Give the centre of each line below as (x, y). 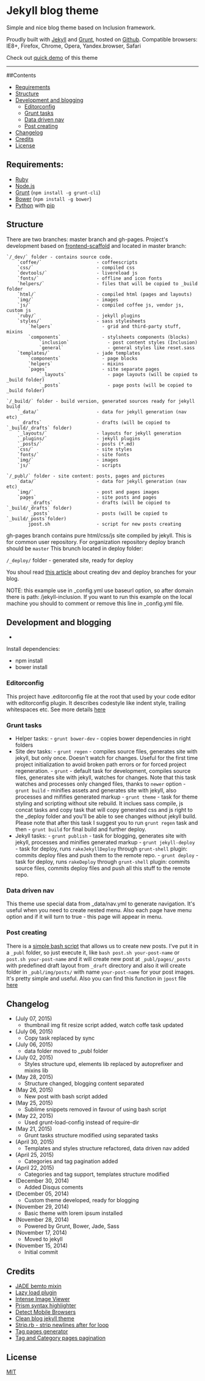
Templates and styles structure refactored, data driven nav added (107, 1148)
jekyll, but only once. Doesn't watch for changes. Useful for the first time (106, 758)
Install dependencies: (33, 649)
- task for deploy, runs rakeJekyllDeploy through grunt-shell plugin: (101, 849)
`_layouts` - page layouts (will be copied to (118, 374)
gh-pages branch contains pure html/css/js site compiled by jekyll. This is (99, 535)
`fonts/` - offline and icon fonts (90, 278)
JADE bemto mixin (38, 1286)
